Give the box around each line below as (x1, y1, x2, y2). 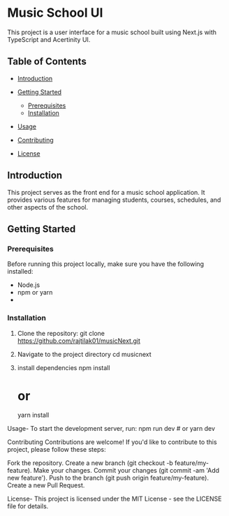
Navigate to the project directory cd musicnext (17, 350, 152, 358)
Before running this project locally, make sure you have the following (7, 260, 205, 268)
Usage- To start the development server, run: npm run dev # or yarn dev (7, 425, 215, 433)
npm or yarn (17, 288, 53, 297)
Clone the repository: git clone (17, 329, 105, 337)
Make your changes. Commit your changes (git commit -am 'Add (33, 466, 220, 475)
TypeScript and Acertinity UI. (7, 35, 91, 43)
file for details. (7, 502, 49, 510)
